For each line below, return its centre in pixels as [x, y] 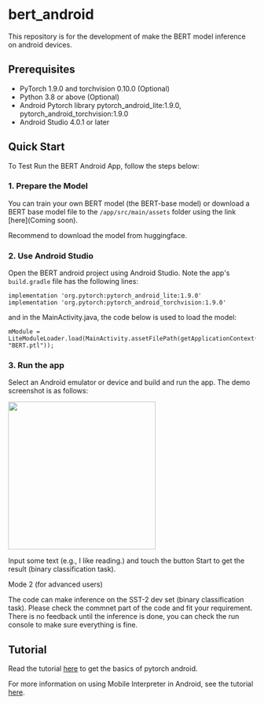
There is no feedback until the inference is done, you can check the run [124, 616]
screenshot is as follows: [48, 391]
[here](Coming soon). [43, 220]
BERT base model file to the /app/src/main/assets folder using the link [122, 211]
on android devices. [40, 44]
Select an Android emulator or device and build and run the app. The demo [129, 382]
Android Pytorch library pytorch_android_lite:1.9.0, [100, 105]
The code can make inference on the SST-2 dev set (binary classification [126, 600]
